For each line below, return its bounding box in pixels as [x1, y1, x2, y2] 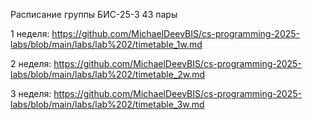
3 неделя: [10, 88, 52, 99]
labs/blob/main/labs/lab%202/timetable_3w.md [10, 99, 205, 110]
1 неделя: [10, 28, 50, 39]
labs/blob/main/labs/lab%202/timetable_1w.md [10, 39, 203, 50]
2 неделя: [10, 58, 52, 69]
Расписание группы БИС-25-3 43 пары [10, 9, 178, 20]
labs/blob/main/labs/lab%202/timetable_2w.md [10, 69, 206, 80]
